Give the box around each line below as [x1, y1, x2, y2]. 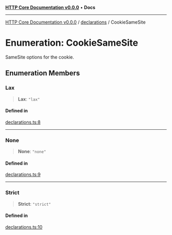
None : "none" [17, 148, 47, 154]
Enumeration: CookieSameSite [5, 37, 138, 49]
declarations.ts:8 [5, 119, 41, 125]
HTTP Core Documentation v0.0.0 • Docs [5, 5, 96, 10]
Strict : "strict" [17, 201, 51, 207]
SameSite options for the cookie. [5, 54, 74, 60]
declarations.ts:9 [5, 171, 41, 178]
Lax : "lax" [17, 96, 40, 102]
